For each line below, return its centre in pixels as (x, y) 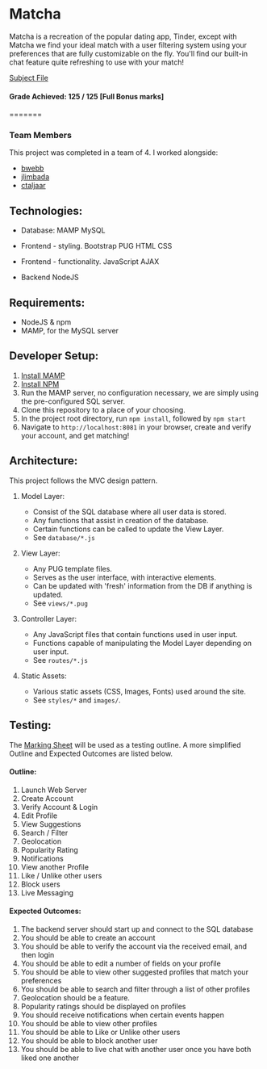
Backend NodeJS (50, 277)
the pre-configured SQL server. (73, 401)
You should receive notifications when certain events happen (122, 1015)
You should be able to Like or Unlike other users (100, 1032)
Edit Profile (39, 815)
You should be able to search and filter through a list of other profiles (136, 989)
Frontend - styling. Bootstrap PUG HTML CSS (96, 246)
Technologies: (46, 211)
